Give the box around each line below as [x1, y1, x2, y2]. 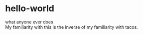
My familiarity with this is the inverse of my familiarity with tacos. [5, 24, 138, 30]
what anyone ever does [5, 19, 53, 25]
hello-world [5, 3, 55, 14]
